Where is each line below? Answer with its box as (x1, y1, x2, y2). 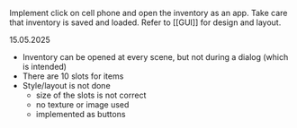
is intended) (22, 62, 67, 72)
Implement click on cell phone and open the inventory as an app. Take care (9, 8, 288, 18)
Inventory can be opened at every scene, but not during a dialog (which (22, 52, 289, 62)
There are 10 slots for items (22, 71, 124, 81)
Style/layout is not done (22, 81, 111, 90)
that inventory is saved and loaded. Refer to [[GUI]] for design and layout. (9, 17, 282, 28)
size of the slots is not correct (35, 90, 147, 100)
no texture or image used (35, 99, 130, 110)
